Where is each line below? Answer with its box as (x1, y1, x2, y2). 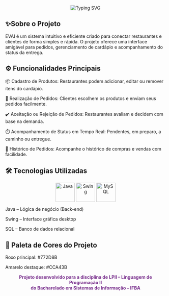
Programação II (69, 280, 102, 286)
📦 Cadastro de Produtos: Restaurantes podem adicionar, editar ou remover (5, 78, 164, 84)
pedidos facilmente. (5, 101, 47, 107)
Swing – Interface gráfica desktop (5, 216, 76, 222)
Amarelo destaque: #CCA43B (5, 264, 67, 270)
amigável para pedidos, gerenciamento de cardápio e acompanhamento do (5, 44, 163, 50)
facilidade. (5, 151, 27, 157)
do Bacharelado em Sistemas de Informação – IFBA (30, 285, 141, 291)
